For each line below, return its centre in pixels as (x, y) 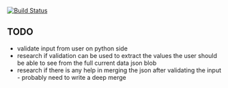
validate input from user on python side (72, 48)
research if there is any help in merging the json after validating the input (119, 70)
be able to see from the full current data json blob (87, 63)
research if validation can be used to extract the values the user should (117, 55)
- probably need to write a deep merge (71, 77)
